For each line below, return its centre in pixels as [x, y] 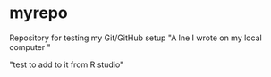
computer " [30, 47]
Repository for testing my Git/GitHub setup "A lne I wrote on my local [135, 38]
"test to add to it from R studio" [67, 64]
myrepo [39, 13]
